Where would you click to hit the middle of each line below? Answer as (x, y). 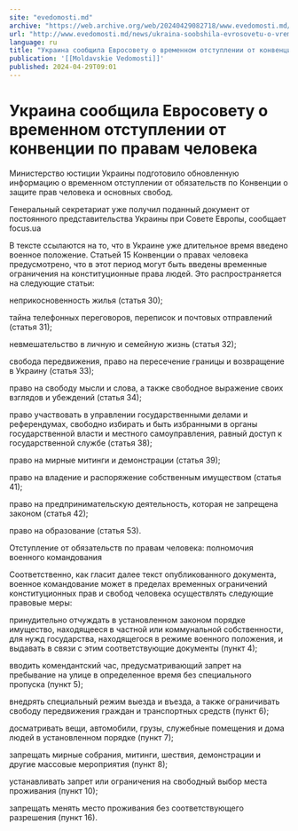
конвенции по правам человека (133, 149)
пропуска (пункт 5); (47, 684)
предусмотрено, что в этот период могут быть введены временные (138, 264)
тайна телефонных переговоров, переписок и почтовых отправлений (141, 317)
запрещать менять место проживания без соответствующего (126, 808)
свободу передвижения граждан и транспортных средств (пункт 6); (139, 710)
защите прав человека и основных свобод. (91, 192)
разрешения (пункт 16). (53, 817)
